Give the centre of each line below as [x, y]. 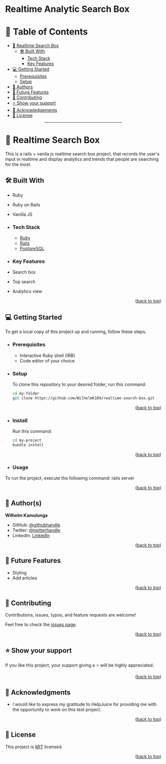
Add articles [25, 578]
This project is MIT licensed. [34, 747]
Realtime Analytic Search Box [67, 9]
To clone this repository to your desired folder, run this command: [79, 384]
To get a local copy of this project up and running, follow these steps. [76, 332]
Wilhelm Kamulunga [27, 515]
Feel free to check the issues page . [41, 625]
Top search [24, 282]
